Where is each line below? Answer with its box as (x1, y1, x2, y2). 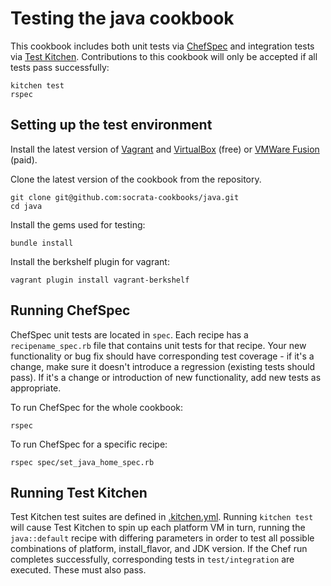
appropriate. (10, 382, 62, 394)
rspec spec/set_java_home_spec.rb (10, 457, 155, 467)
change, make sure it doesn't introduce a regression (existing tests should (10, 360, 316, 372)
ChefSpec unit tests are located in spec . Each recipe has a (10, 328, 249, 341)
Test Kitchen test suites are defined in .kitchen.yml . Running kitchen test (10, 511, 314, 523)
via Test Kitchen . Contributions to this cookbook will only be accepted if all (10, 50, 318, 62)
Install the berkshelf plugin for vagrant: (10, 255, 170, 267)
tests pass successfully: (10, 61, 110, 73)
